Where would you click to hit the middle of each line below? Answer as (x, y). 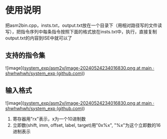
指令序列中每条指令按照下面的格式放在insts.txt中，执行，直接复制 (89, 31)
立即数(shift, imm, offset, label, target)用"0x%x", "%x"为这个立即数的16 (87, 125)
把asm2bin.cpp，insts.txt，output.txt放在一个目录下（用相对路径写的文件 (81, 25)
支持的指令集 (25, 55)
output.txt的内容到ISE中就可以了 (39, 38)
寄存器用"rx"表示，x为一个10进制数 (49, 119)
